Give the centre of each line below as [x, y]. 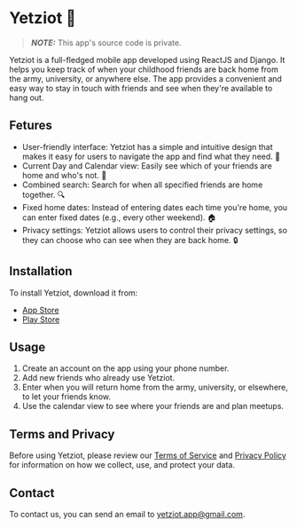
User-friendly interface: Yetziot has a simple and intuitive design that [147, 146]
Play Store [41, 319]
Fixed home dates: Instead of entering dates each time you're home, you [155, 207]
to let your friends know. [66, 397]
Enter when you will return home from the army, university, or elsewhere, [155, 387]
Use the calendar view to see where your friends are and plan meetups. [153, 406]
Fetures [31, 126]
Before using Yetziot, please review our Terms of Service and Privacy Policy [148, 455]
